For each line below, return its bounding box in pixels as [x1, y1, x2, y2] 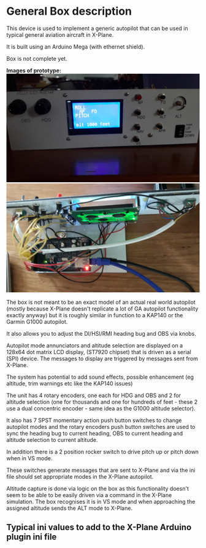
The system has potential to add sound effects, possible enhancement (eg [6, 373, 194, 380]
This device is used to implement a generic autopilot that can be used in [6, 25, 188, 32]
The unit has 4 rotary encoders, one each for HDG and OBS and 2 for [6, 392, 181, 399]
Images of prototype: [6, 66, 61, 74]
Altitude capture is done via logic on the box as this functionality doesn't [6, 485, 189, 492]
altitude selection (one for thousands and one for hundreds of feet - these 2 [6, 398, 198, 406]
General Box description [6, 4, 132, 18]
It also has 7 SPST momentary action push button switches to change [6, 416, 182, 424]
